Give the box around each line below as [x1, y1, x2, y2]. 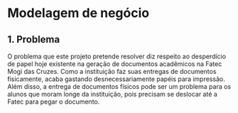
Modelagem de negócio [7, 5, 150, 21]
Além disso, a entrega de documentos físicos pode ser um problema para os [7, 82, 232, 90]
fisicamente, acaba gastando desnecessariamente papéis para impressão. [7, 75, 225, 83]
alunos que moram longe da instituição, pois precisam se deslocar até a [7, 90, 218, 98]
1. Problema [7, 33, 60, 45]
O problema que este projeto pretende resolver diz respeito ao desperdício [7, 52, 226, 60]
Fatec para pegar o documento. [7, 97, 100, 106]
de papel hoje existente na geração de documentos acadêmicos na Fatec [7, 60, 222, 68]
